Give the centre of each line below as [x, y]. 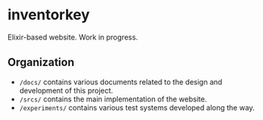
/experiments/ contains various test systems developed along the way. [137, 107]
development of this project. [66, 90]
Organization [41, 62]
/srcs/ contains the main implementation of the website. [113, 99]
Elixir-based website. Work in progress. [73, 37]
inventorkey [49, 15]
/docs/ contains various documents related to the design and [121, 81]
